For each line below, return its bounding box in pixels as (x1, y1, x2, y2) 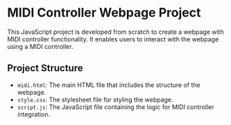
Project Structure (7, 62, 83, 74)
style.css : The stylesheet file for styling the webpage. (17, 95, 173, 104)
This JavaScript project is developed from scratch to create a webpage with (7, 28, 224, 36)
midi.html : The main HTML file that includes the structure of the (17, 81, 200, 89)
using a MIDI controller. (7, 42, 74, 50)
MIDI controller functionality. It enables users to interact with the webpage (7, 35, 219, 43)
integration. (17, 110, 51, 118)
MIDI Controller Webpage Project (7, 5, 201, 21)
